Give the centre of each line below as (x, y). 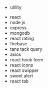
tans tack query (26, 49)
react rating (22, 38)
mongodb (20, 33)
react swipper (24, 70)
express (18, 28)
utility (15, 7)
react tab (19, 81)
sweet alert (21, 76)
